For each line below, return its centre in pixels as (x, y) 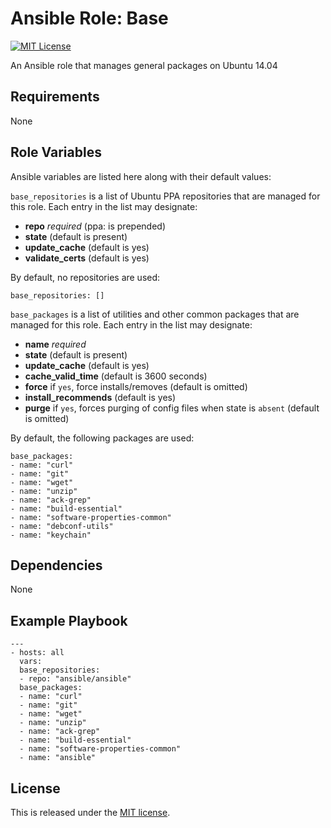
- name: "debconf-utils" (62, 526)
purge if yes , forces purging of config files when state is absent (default (172, 408)
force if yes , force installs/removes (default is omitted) (136, 386)
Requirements (55, 97)
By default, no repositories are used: (85, 277)
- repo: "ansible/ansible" (75, 679)
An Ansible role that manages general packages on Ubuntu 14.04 (144, 65)
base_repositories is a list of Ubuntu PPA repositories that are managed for (165, 196)
